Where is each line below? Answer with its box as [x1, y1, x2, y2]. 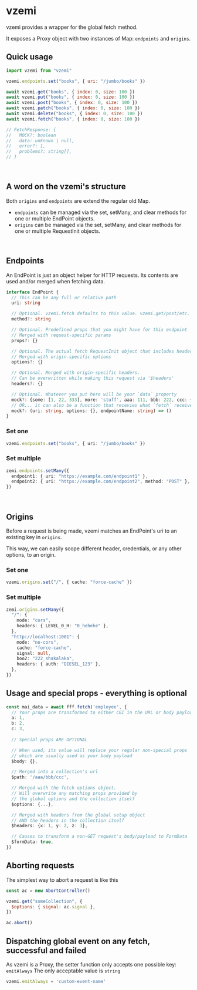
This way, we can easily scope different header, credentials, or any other [6, 545, 182, 552]
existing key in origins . [6, 534, 62, 541]
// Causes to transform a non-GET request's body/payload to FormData [11, 834, 188, 840]
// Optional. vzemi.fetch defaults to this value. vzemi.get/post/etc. [11, 310, 191, 317]
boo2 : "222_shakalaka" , [16, 655, 75, 662]
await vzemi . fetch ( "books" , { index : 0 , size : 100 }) [6, 116, 141, 122]
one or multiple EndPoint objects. [14, 215, 95, 222]
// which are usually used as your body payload [11, 752, 133, 759]
